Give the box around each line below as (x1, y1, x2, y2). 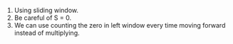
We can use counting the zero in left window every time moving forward (14, 21, 226, 29)
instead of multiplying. (14, 28, 80, 37)
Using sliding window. (14, 6, 79, 14)
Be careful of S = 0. (14, 13, 72, 22)
